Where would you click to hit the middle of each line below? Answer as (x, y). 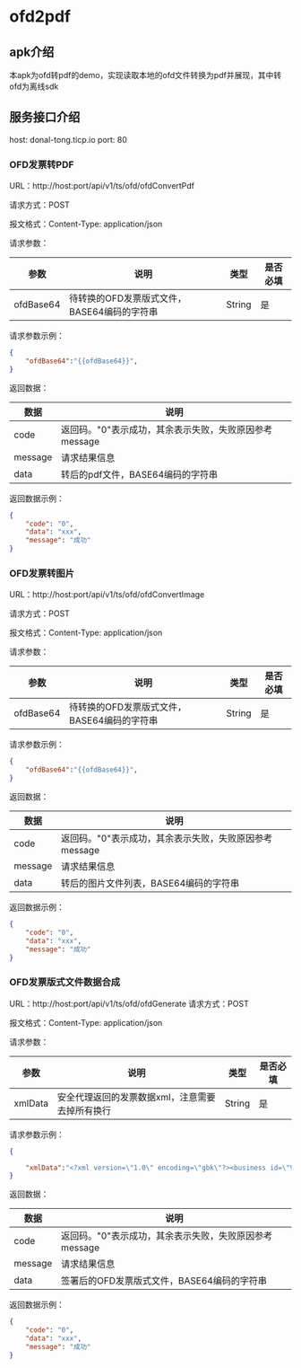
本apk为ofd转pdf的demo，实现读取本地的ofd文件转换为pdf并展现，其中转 (146, 75)
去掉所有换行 (84, 1110)
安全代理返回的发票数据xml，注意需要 (137, 1097)
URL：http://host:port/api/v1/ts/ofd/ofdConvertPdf (102, 186)
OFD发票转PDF (42, 164)
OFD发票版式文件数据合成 (65, 983)
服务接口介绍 (45, 117)
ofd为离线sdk (34, 86)
